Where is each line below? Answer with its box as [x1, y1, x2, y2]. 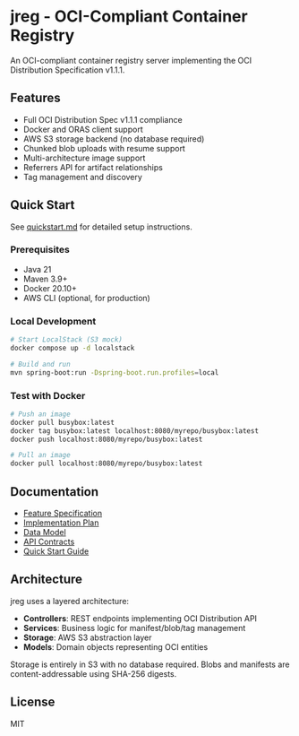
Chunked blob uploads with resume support [22, 143, 186, 153]
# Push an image [10, 410, 71, 419]
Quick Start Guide [22, 546, 90, 557]
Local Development [10, 315, 97, 327]
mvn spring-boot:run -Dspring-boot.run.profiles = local [10, 368, 219, 377]
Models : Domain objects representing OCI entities [22, 641, 209, 652]
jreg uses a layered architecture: [10, 595, 129, 606]
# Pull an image [10, 451, 71, 460]
